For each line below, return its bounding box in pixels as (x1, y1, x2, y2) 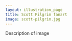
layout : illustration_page (5, 7, 63, 12)
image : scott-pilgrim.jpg (5, 16, 60, 21)
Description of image (5, 30, 50, 36)
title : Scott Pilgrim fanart (5, 12, 67, 17)
